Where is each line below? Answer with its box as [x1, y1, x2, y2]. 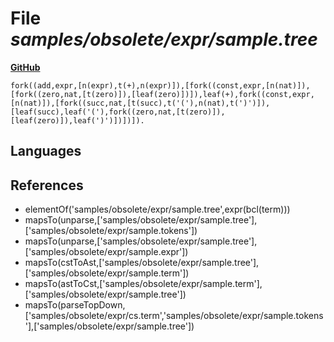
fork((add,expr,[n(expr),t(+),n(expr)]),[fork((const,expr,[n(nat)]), [10, 80, 311, 91]
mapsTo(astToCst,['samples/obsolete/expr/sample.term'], [24, 278, 263, 290]
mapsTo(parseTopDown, [24, 299, 126, 311]
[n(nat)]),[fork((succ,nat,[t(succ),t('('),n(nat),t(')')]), [10, 98, 271, 108]
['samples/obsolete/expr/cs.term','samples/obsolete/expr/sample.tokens [24, 310, 324, 322]
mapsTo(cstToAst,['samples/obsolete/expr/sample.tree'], [24, 257, 260, 269]
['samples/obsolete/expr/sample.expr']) [24, 246, 189, 258]
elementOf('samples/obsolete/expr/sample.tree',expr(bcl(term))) [24, 203, 291, 216]
